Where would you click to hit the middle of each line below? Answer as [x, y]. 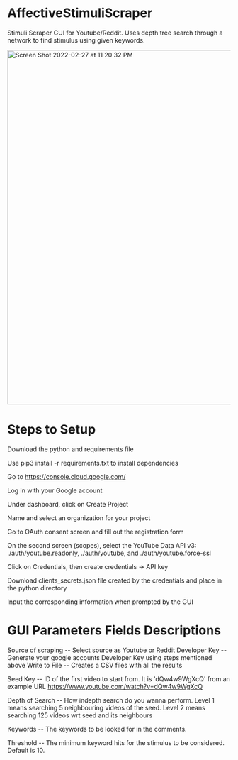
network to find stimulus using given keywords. [76, 40]
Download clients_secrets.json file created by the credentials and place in [115, 580]
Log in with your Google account [55, 490]
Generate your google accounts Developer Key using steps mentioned [110, 657]
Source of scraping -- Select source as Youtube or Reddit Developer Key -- [117, 650]
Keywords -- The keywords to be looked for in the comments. [97, 729]
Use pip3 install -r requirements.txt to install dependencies [93, 463]
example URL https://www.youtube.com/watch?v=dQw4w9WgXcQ [105, 686]
